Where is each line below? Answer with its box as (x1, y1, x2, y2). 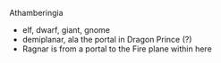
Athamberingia (9, 8, 64, 18)
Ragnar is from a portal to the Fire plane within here (21, 43, 212, 54)
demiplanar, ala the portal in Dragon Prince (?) (21, 35, 192, 44)
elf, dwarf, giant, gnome (21, 25, 110, 35)
